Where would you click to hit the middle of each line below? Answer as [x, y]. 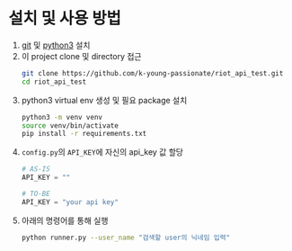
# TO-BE [35, 194]
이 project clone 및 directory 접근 [81, 56]
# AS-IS [35, 169]
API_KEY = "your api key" [70, 202]
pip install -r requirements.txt [84, 134]
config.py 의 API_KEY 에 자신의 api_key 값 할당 [102, 152]
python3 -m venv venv [62, 117]
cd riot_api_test [54, 82]
